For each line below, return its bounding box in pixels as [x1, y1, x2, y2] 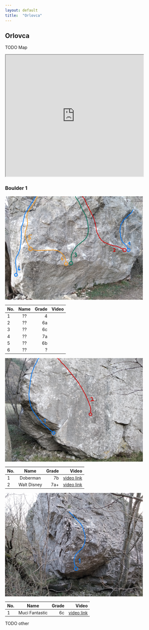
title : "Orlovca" [5, 13, 42, 18]
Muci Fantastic [18, 610, 48, 615]
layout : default [5, 8, 38, 13]
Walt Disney [18, 482, 42, 488]
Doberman [19, 475, 41, 481]
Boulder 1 [5, 185, 28, 192]
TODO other [5, 621, 29, 627]
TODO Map [5, 44, 28, 51]
